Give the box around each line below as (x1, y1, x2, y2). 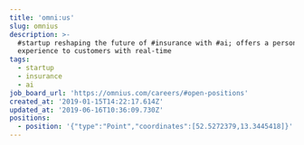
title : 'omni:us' (9, 13, 75, 23)
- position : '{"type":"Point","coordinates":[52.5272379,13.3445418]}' (17, 122, 294, 131)
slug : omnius (9, 22, 59, 31)
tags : (9, 55, 30, 64)
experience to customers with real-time (17, 47, 172, 56)
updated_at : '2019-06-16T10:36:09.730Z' (9, 105, 165, 114)
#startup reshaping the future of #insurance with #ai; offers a (17, 38, 270, 48)
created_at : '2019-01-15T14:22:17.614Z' (9, 96, 165, 106)
